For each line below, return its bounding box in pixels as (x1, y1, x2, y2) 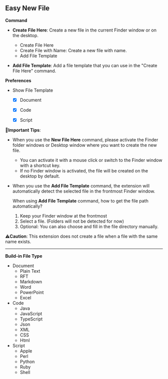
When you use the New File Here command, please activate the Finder (12, 137, 158, 142)
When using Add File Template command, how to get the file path (12, 198, 148, 204)
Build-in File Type (5, 253, 42, 259)
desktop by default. (19, 173, 60, 179)
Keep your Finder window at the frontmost (19, 213, 107, 219)
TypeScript (19, 316, 43, 322)
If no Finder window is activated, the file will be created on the (19, 168, 148, 173)
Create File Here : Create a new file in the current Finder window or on (12, 27, 156, 33)
